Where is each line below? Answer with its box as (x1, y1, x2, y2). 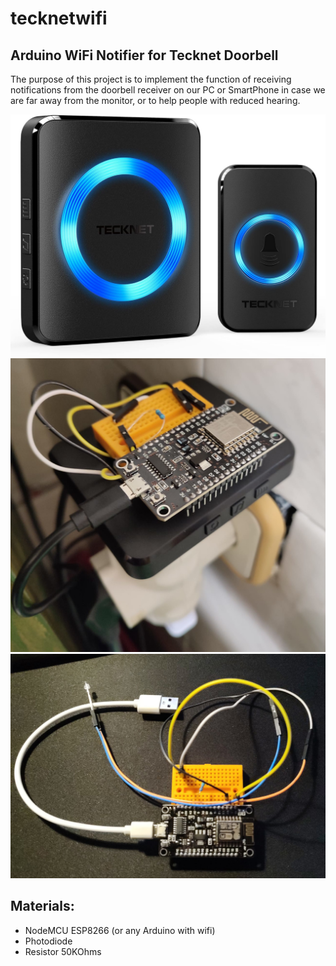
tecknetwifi (10, 7, 108, 30)
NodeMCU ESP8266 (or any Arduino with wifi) (24, 924, 216, 936)
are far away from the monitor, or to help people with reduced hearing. (10, 95, 301, 106)
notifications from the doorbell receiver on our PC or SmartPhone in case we (10, 84, 326, 96)
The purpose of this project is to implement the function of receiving (10, 73, 292, 85)
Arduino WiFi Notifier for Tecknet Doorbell (10, 47, 279, 64)
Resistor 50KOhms (24, 945, 102, 957)
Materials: (10, 898, 75, 915)
